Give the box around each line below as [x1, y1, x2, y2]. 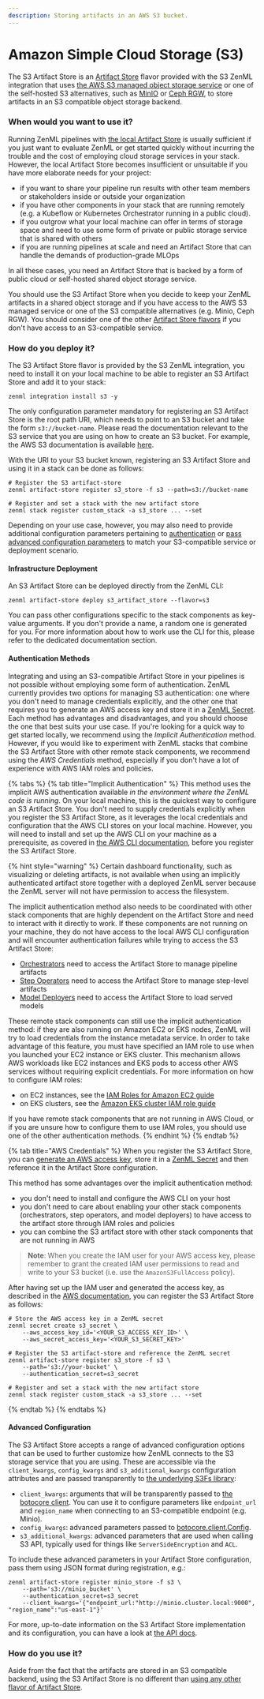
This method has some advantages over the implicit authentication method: [8, 1178, 254, 1187]
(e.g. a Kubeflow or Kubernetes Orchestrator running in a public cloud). [19, 208, 251, 218]
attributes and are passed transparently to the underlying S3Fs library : [8, 1473, 236, 1483]
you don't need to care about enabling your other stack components [19, 1202, 242, 1211]
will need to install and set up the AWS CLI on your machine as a [8, 829, 217, 838]
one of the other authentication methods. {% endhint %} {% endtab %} [8, 1131, 239, 1140]
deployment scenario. [8, 546, 79, 555]
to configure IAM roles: [8, 1075, 83, 1084]
